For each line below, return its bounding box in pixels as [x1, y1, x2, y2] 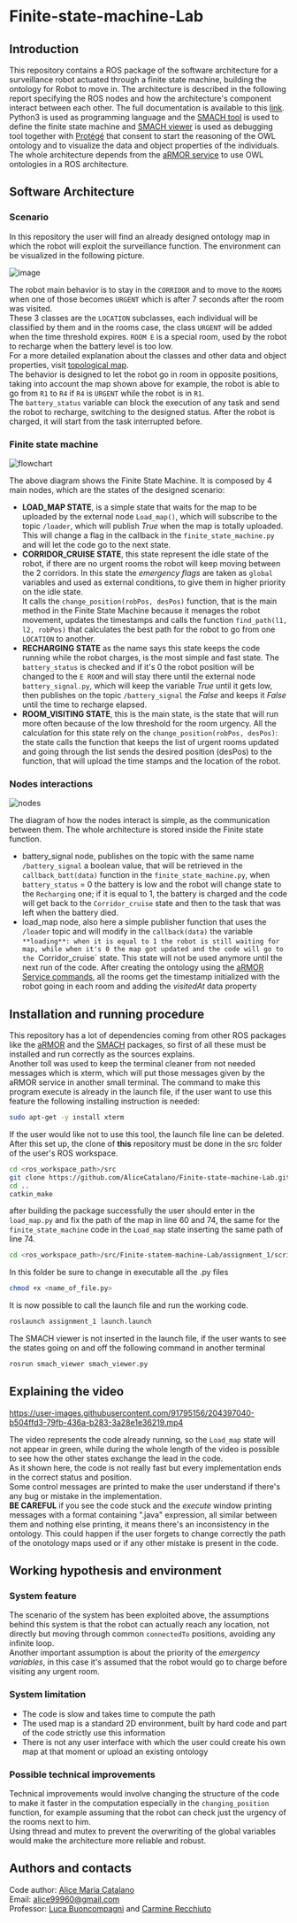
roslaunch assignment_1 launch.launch [9, 1317, 152, 1327]
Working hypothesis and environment [9, 1564, 223, 1579]
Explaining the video [9, 1384, 125, 1399]
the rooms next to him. [9, 1817, 91, 1827]
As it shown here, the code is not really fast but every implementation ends [9, 1462, 282, 1473]
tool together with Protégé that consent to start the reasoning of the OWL [9, 131, 276, 141]
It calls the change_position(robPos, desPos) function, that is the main [21, 596, 278, 606]
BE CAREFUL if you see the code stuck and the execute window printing [9, 1500, 272, 1511]
